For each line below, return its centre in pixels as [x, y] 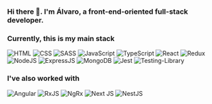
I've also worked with [44, 79]
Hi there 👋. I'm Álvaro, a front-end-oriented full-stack [98, 12]
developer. [25, 20]
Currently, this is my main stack [61, 38]
